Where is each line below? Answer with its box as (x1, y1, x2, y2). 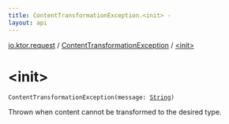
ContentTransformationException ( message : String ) (8, 93, 175, 102)
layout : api (8, 19, 47, 27)
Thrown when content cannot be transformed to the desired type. (8, 108, 222, 117)
